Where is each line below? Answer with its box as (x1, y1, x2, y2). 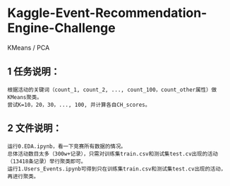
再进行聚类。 (7, 173, 40, 180)
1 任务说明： (7, 66, 61, 78)
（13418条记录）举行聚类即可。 (7, 158, 87, 165)
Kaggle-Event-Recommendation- (7, 5, 207, 21)
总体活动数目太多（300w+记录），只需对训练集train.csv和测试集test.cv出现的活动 (7, 150, 219, 157)
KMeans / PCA (7, 43, 50, 52)
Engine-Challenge (7, 20, 116, 36)
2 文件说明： (7, 122, 62, 134)
